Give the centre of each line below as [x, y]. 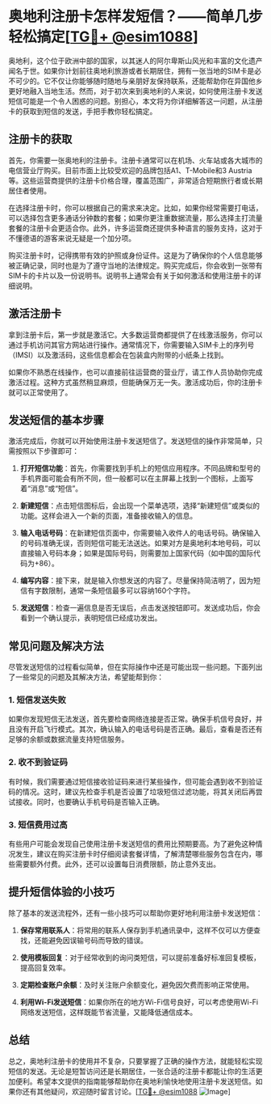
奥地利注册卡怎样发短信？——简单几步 [136, 17]
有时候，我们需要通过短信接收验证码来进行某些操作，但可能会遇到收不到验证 [135, 781]
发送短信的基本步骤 [56, 420]
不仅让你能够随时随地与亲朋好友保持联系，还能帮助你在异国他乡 [156, 81]
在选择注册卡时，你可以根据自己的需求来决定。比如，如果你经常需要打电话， [135, 208]
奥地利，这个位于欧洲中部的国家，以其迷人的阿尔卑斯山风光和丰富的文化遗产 [135, 61]
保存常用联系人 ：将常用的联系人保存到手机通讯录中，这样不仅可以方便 [137, 930]
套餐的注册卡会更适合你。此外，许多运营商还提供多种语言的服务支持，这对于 [135, 228]
